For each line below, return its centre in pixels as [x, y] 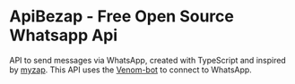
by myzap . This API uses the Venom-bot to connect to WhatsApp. [131, 70]
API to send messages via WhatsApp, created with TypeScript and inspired [148, 60]
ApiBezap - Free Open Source [122, 17]
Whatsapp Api [64, 35]
